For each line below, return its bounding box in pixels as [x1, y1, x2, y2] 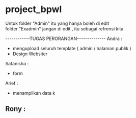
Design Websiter [12, 51, 48, 57]
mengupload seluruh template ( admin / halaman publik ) [12, 45, 131, 51]
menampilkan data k [12, 90, 56, 96]
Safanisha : [5, 60, 29, 66]
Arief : [5, 80, 18, 86]
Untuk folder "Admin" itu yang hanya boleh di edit [5, 20, 110, 26]
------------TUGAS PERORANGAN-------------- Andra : [5, 35, 122, 42]
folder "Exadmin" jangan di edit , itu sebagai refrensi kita [5, 25, 124, 31]
